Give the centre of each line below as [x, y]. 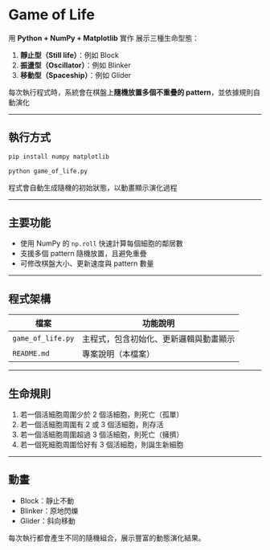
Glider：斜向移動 [48, 520]
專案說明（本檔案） [118, 354]
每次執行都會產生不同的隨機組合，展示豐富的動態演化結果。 [107, 538]
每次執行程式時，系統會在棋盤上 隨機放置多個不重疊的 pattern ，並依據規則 [131, 92]
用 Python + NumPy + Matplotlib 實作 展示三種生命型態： [104, 38]
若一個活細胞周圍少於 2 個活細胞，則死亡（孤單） [102, 414]
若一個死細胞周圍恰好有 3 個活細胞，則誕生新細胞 [102, 444]
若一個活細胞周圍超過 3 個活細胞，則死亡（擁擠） [102, 434]
